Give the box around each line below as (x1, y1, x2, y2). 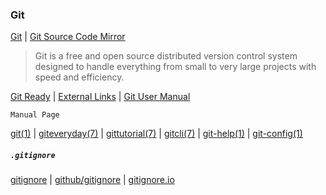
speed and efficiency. (34, 71, 125, 83)
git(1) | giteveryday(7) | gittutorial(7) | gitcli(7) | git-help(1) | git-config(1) (10, 128, 303, 140)
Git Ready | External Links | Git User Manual (10, 91, 191, 103)
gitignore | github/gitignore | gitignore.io (10, 174, 175, 186)
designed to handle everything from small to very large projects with (34, 61, 317, 73)
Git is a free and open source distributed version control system (34, 50, 298, 62)
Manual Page (10, 110, 60, 120)
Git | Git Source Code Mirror (10, 31, 126, 43)
